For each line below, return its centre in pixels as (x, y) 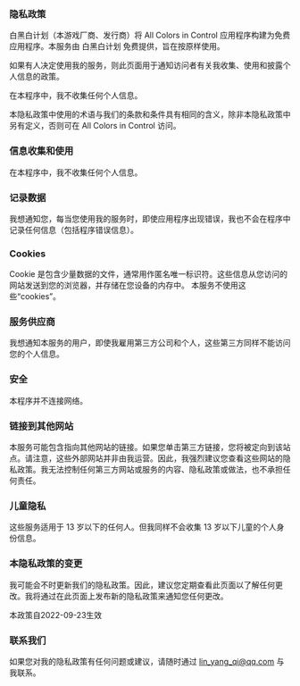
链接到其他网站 (42, 426)
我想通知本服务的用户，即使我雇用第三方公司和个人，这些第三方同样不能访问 (150, 343)
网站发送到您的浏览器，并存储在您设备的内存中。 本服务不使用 (124, 285)
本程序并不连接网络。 (48, 400)
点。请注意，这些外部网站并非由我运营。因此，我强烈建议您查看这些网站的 (146, 458)
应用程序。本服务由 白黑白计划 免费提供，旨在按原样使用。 (117, 46)
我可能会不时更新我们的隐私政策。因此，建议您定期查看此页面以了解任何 (142, 585)
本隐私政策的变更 (46, 564)
